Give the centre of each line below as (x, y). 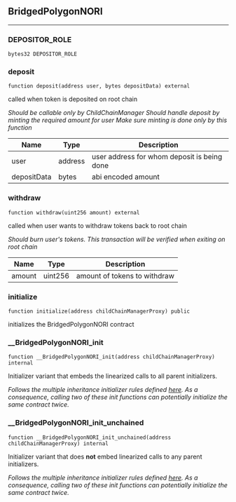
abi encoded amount (125, 177)
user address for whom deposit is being (157, 157)
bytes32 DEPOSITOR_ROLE (43, 54)
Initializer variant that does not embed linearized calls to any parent (105, 456)
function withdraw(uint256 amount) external (74, 212)
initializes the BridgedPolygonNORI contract (71, 324)
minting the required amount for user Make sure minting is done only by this (118, 120)
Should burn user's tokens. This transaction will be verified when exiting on (117, 239)
